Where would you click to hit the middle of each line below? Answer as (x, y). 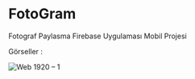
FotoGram (42, 14)
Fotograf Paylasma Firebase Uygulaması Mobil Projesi (97, 36)
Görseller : (25, 51)
